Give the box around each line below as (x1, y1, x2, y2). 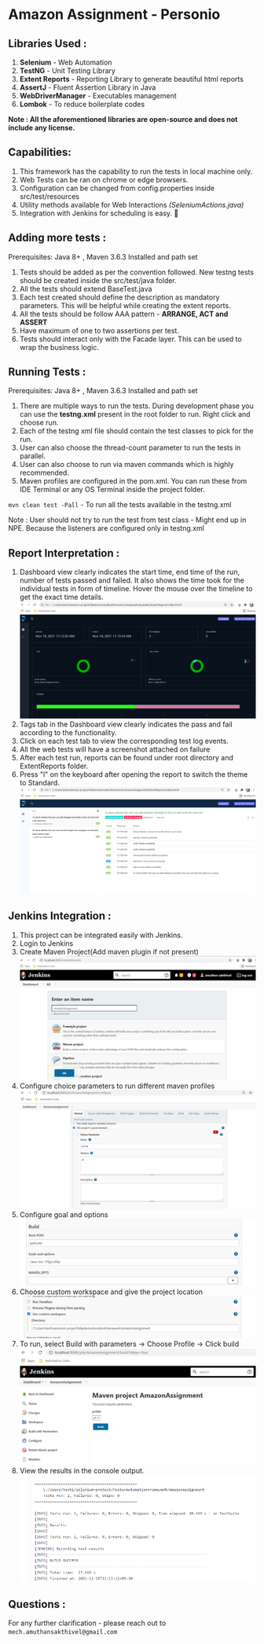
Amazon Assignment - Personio (8, 6, 221, 24)
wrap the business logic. (19, 342, 100, 351)
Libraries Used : (8, 37, 87, 50)
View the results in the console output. (19, 1466, 145, 1475)
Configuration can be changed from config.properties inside (19, 183, 214, 193)
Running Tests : (8, 366, 86, 379)
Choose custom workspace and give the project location (19, 1287, 203, 1296)
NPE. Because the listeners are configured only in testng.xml (8, 524, 204, 533)
